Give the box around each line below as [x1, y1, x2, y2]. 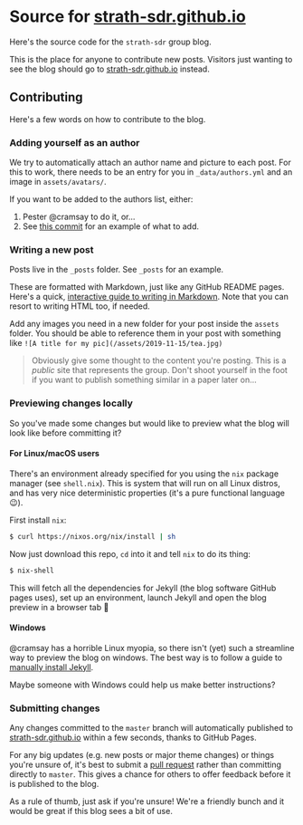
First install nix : [9, 514, 67, 525]
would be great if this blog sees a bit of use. [9, 806, 174, 817]
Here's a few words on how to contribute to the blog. [9, 113, 206, 124]
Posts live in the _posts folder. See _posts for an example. [9, 264, 224, 275]
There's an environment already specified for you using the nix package [9, 468, 279, 479]
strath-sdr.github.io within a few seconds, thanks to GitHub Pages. [9, 732, 257, 743]
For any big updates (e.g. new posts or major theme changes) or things [9, 750, 274, 761]
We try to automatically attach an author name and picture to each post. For [9, 157, 291, 168]
